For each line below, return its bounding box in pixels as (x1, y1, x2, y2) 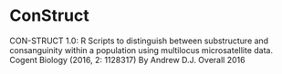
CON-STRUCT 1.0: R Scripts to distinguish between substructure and (9, 35, 269, 46)
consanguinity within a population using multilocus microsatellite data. (9, 44, 274, 55)
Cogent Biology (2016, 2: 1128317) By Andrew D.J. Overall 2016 (9, 54, 245, 65)
